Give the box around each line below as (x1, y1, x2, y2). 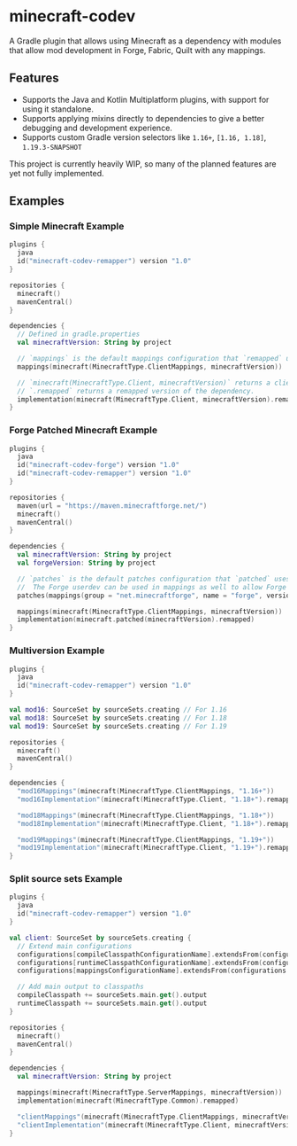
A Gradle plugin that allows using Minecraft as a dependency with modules (9, 35, 282, 46)
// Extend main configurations (17, 941, 133, 950)
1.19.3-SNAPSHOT (21, 143, 82, 152)
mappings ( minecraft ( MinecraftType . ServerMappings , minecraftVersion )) (17, 1088, 283, 1097)
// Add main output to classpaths (17, 982, 144, 992)
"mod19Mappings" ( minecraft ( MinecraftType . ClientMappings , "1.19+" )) (17, 835, 275, 844)
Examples (9, 193, 65, 209)
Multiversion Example (9, 644, 105, 657)
